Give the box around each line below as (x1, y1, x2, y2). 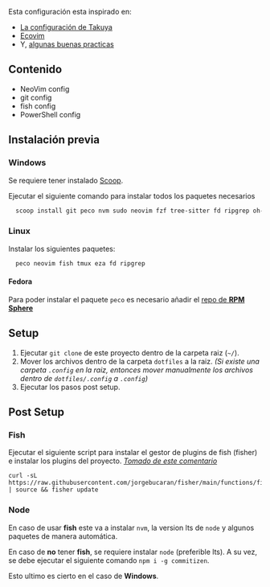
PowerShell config (19, 109, 81, 119)
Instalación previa (8, 133, 100, 147)
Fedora (8, 277, 33, 286)
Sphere (8, 303, 34, 313)
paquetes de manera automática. (8, 531, 118, 541)
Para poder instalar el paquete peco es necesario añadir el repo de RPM (8, 294, 245, 304)
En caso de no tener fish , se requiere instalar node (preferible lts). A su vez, (8, 547, 258, 556)
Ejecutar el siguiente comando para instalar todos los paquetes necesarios (8, 191, 256, 200)
